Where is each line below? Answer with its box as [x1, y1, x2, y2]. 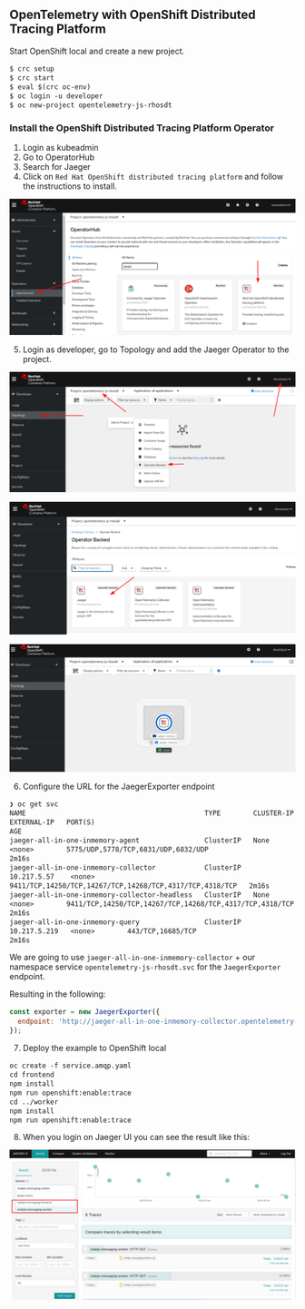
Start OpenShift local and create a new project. [9, 45, 185, 56]
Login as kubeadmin [22, 143, 99, 153]
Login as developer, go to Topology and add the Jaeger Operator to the [22, 344, 290, 355]
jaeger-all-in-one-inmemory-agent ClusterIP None [9, 835, 271, 845]
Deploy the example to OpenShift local [22, 1043, 167, 1054]
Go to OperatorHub [22, 152, 95, 162]
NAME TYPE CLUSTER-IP [9, 808, 295, 818]
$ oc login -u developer [9, 91, 103, 101]
